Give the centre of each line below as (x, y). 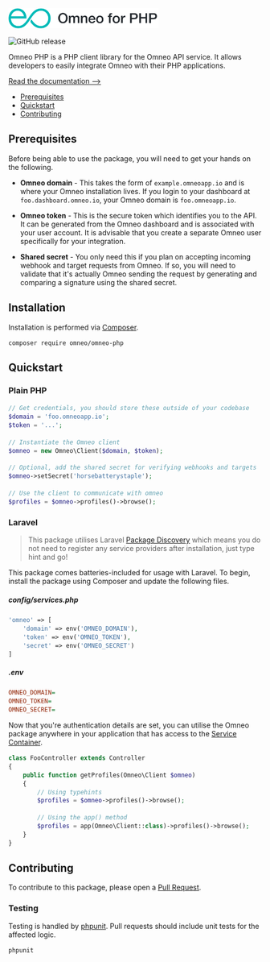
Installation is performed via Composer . (74, 327)
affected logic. (32, 935)
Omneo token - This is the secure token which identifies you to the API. (138, 215)
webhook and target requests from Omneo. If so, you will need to (128, 265)
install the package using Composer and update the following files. (119, 581)
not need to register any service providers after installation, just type (141, 549)
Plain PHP (28, 390)
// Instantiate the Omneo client (64, 442)
